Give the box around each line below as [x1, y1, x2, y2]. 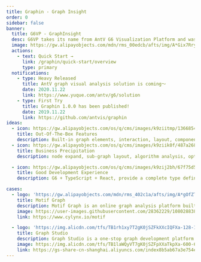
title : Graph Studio [17, 230, 68, 236]
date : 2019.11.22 [22, 109, 66, 115]
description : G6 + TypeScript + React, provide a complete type [17, 175, 181, 181]
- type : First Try [17, 98, 63, 103]
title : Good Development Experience [17, 170, 109, 176]
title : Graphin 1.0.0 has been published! [22, 103, 130, 109]
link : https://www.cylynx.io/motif [17, 214, 106, 220]
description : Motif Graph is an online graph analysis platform [17, 203, 181, 209]
